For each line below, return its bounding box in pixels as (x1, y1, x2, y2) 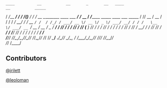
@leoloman (5, 77, 29, 83)
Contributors (5, 54, 47, 63)
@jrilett (5, 67, 20, 73)
